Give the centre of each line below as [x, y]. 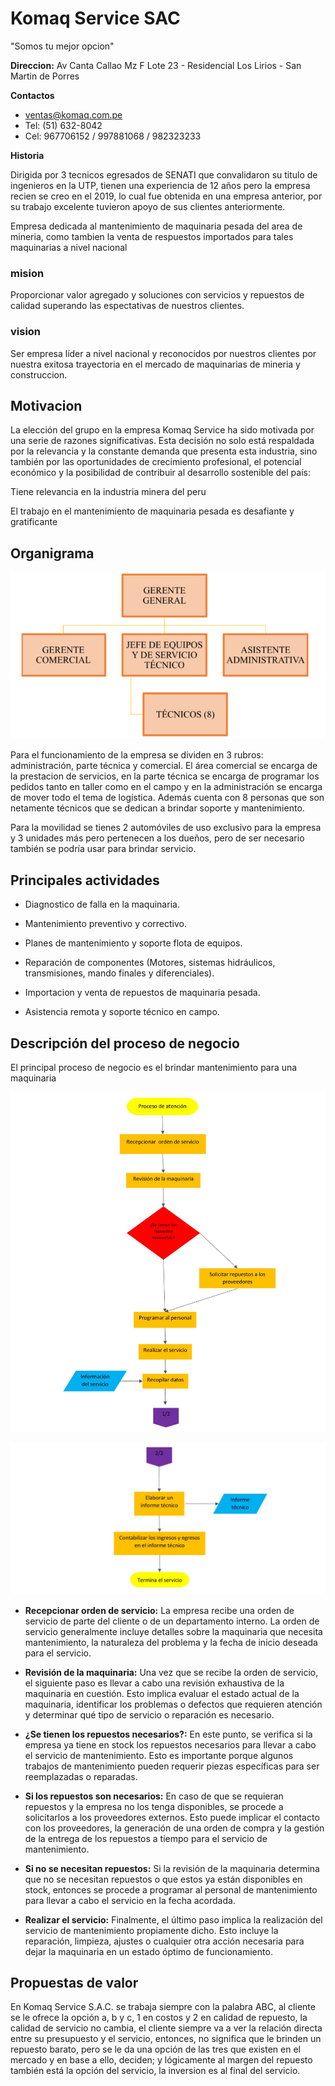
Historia [27, 155]
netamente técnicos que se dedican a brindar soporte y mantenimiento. [157, 808]
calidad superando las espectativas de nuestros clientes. [127, 306]
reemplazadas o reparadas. [81, 1776]
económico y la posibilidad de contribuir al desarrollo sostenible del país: [160, 473]
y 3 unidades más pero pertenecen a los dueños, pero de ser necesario [157, 838]
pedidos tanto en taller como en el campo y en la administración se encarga [166, 787]
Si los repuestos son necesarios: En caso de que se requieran [154, 1796]
